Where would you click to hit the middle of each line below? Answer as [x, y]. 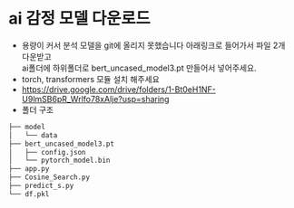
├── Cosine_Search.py [49, 177]
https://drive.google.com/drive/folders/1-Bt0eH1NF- [119, 89]
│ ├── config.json [48, 152]
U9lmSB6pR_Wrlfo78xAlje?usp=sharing [95, 99]
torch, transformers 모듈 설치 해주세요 [90, 79]
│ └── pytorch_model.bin [59, 161]
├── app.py [29, 169]
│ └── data [33, 135]
